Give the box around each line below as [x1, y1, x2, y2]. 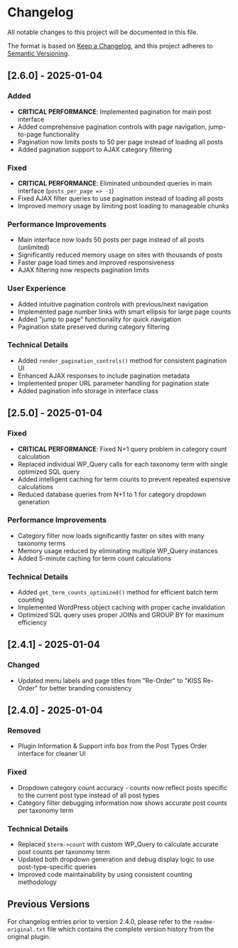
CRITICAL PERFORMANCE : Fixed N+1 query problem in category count [17, 444, 227, 453]
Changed [7, 660, 40, 670]
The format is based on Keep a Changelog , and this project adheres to [7, 41, 213, 50]
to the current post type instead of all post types [17, 791, 160, 799]
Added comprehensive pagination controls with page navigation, [17, 122, 207, 131]
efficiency [17, 618, 48, 627]
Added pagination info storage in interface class [17, 386, 158, 395]
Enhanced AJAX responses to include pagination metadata [17, 371, 190, 380]
